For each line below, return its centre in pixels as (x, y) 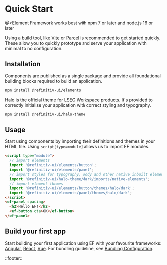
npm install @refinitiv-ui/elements (43, 90)
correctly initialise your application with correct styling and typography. (78, 105)
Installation (23, 64)
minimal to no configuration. (34, 48)
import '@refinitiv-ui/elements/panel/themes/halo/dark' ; (71, 193)
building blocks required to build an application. (54, 81)
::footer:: (14, 258)
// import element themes (37, 184)
